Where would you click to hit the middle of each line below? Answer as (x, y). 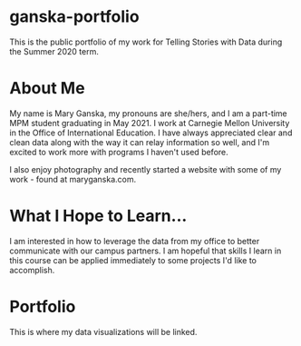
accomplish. (32, 270)
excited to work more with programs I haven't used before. (119, 152)
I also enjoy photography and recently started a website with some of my (146, 169)
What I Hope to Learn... (98, 216)
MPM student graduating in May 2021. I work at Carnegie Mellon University (150, 123)
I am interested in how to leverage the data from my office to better (135, 241)
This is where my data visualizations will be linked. (103, 331)
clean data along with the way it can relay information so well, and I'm (140, 142)
